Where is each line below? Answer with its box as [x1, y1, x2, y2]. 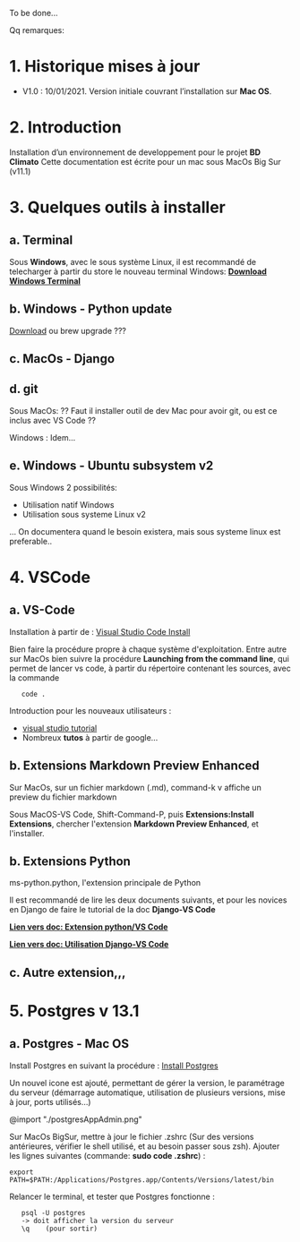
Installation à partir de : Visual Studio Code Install [9, 626, 191, 637]
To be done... [9, 8, 58, 18]
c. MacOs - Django [9, 351, 115, 366]
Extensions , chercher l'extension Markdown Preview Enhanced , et [9, 818, 260, 829]
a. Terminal [9, 233, 73, 248]
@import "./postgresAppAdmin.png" [9, 1114, 143, 1125]
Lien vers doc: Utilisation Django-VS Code [9, 939, 169, 950]
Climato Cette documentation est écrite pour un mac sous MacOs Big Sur [9, 156, 282, 167]
